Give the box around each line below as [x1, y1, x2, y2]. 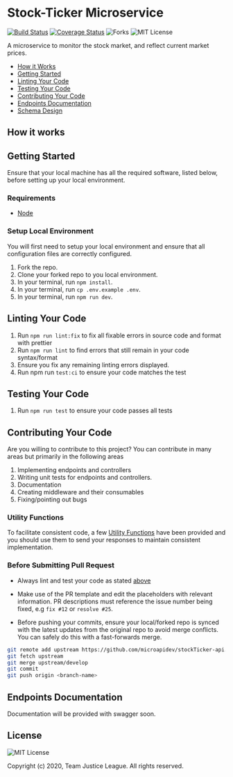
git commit [7, 665, 39, 673]
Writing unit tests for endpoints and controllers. [17, 474, 153, 482]
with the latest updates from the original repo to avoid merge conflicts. [17, 625, 218, 633]
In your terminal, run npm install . [17, 278, 113, 286]
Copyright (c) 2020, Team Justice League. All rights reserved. [7, 762, 184, 770]
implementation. [7, 543, 53, 551]
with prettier [17, 338, 53, 346]
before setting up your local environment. [7, 176, 126, 185]
